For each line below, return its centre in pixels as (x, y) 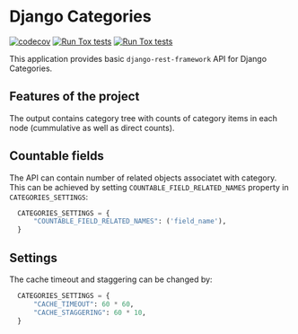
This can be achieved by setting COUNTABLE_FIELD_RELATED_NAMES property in (149, 187)
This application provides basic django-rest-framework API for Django (138, 58)
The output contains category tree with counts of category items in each (144, 118)
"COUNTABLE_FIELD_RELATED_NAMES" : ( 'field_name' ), (130, 222)
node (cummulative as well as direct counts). (92, 127)
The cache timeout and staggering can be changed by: (111, 279)
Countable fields (57, 156)
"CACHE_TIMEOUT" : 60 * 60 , (83, 304)
